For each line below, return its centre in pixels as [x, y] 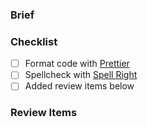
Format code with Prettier [77, 64]
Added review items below [79, 86]
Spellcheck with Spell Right [81, 75]
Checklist [34, 41]
